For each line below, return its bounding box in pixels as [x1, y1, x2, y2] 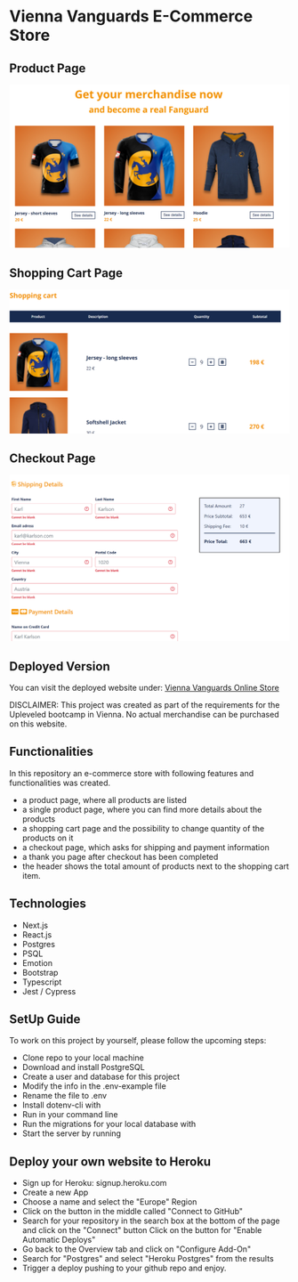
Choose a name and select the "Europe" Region [21, 1197, 197, 1207]
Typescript [21, 977, 62, 987]
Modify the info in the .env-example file [21, 1081, 166, 1091]
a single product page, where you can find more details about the [21, 804, 262, 815]
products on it [21, 832, 74, 843]
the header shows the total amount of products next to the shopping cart [21, 861, 289, 872]
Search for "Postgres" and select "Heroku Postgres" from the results [21, 1254, 274, 1264]
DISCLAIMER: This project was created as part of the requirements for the [9, 699, 280, 710]
